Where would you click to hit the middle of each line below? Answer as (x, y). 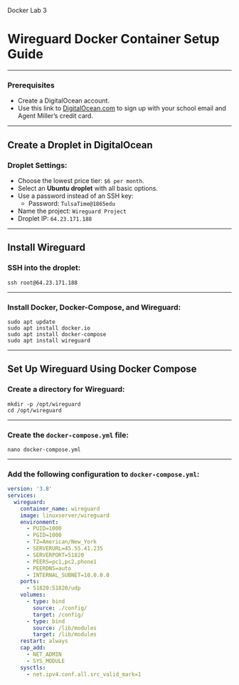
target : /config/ (58, 615)
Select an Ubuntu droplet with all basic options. (88, 188)
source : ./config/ (60, 608)
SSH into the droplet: (44, 268)
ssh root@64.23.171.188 (43, 283)
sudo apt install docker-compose (57, 334)
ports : (30, 582)
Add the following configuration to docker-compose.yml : (103, 474)
